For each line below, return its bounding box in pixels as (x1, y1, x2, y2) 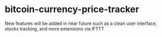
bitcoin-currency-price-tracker (5, 4, 139, 15)
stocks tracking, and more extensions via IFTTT (5, 25, 105, 31)
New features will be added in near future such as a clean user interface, (5, 20, 157, 26)
